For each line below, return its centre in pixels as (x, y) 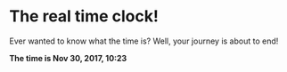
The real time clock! (84, 16)
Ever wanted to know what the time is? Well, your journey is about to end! (144, 41)
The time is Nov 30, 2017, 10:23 (68, 58)
